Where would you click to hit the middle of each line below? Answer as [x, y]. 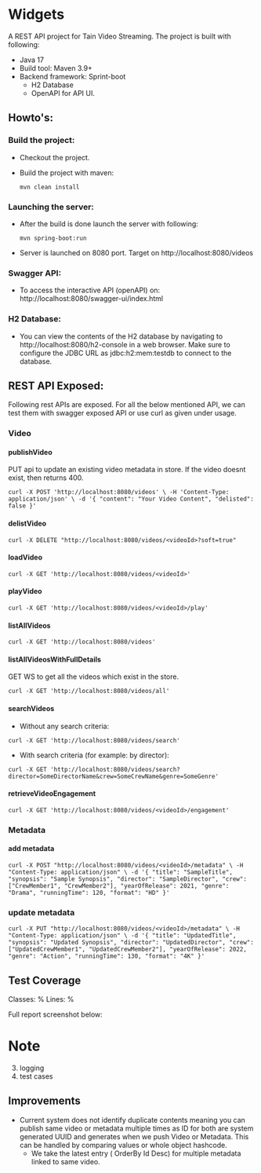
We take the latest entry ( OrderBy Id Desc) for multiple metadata [136, 1153]
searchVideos [31, 709]
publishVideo [30, 452]
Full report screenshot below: [56, 1014]
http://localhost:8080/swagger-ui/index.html [91, 299]
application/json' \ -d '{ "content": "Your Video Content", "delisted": [131, 499]
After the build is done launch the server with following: [109, 224]
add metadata [31, 849]
